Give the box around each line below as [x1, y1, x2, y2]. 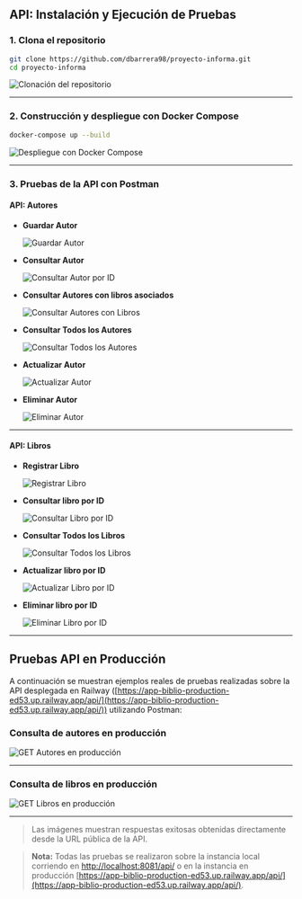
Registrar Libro [22, 460, 79, 471]
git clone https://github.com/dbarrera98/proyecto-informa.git [9, 54, 252, 64]
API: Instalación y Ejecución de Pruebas [9, 7, 236, 22]
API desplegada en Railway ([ [9, 685, 119, 696]
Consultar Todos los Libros [22, 530, 126, 540]
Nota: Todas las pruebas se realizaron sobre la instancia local [31, 851, 261, 862]
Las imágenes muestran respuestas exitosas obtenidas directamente [31, 824, 287, 835]
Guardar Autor [22, 219, 78, 230]
